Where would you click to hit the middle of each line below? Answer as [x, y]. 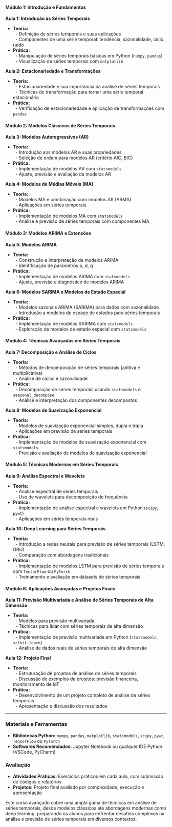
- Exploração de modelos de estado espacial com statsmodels [81, 329]
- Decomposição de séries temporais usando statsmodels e [78, 389]
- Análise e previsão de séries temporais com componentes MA [82, 221]
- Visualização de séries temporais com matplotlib [69, 61]
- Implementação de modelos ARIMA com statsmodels [72, 276]
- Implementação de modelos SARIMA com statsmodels [74, 323]
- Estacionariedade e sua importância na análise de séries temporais [88, 87]
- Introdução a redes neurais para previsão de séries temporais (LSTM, [90, 544]
